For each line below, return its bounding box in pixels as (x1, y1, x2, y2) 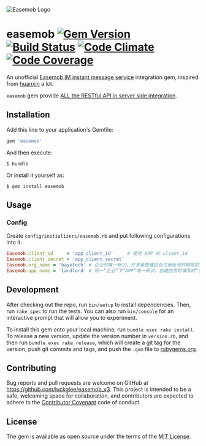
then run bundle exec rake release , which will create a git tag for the (6, 339, 181, 346)
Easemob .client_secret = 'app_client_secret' (6, 256, 124, 263)
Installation (6, 110, 50, 120)
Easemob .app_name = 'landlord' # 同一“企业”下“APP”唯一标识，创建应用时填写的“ (6, 267, 199, 274)
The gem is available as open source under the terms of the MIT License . (6, 433, 191, 440)
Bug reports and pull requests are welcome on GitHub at (6, 379, 149, 387)
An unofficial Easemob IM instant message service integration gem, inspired (6, 74, 199, 81)
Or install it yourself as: (6, 172, 64, 179)
